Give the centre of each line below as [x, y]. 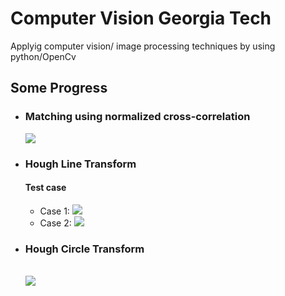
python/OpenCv [43, 56]
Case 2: [55, 223]
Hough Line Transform [80, 164]
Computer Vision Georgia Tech [141, 18]
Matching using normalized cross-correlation [137, 117]
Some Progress [59, 88]
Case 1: [54, 211]
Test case [45, 188]
